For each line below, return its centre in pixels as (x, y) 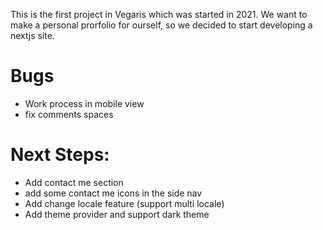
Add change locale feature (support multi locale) (124, 203)
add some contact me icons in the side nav (113, 193)
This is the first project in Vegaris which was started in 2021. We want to (159, 14)
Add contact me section (74, 182)
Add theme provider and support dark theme (117, 214)
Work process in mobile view (84, 103)
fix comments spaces (69, 114)
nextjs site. (32, 35)
